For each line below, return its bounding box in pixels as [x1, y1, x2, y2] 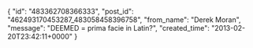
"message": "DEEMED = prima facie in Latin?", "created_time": [7, 24, 210, 32]
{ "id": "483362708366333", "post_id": [7, 7, 135, 16]
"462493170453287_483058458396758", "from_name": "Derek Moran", [7, 15, 241, 24]
